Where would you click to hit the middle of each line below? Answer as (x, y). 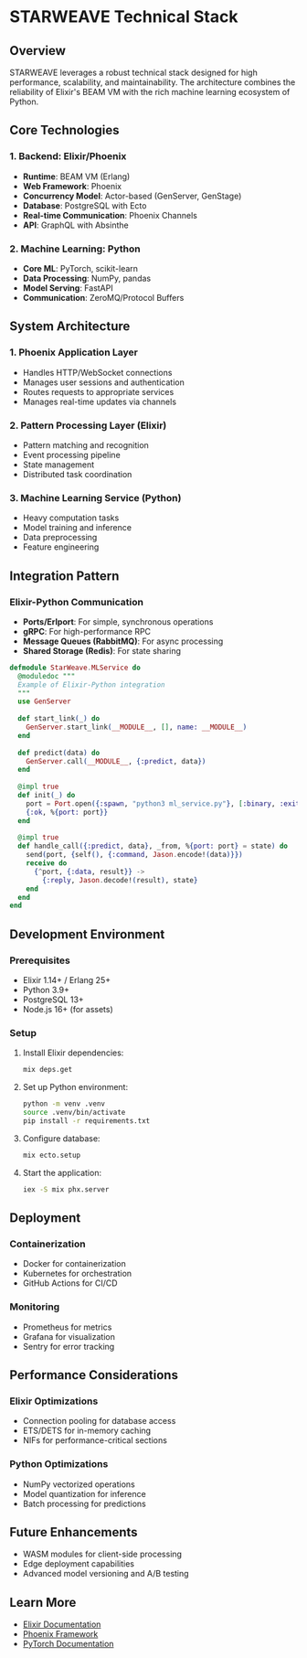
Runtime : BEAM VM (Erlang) (76, 176)
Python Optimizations (59, 1464)
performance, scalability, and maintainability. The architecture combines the (153, 82)
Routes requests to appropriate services (98, 391)
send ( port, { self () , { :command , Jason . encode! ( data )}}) (135, 855)
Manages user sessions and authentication (103, 382)
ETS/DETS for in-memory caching (87, 1431)
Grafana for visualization (69, 1336)
